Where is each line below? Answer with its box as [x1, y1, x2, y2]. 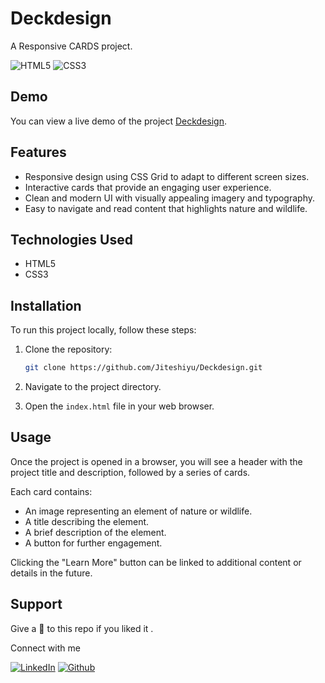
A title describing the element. [24, 515, 150, 527]
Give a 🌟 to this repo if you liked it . [10, 622, 154, 634]
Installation [10, 297, 82, 314]
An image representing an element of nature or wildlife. [24, 505, 253, 517]
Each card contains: [10, 485, 93, 497]
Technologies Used [10, 231, 133, 248]
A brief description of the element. [24, 526, 167, 538]
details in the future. [10, 567, 93, 579]
